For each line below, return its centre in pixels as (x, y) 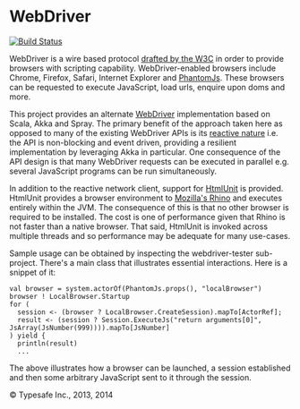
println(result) (47, 343)
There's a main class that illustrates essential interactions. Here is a (164, 262)
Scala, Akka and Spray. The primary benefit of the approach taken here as (146, 124)
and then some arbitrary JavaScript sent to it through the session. (131, 377)
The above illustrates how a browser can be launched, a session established (150, 368)
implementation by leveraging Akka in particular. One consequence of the (145, 152)
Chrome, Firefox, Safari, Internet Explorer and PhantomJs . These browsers (147, 77)
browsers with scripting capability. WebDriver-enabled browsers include (142, 68)
